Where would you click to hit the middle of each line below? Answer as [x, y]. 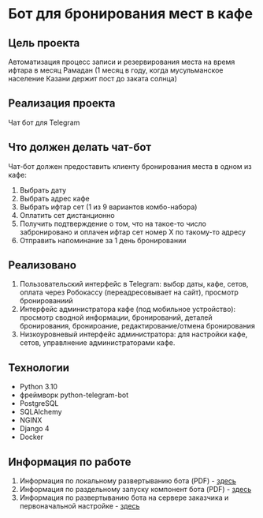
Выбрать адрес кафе [54, 198]
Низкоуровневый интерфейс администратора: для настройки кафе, [133, 334]
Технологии [39, 368]
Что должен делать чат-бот [80, 147]
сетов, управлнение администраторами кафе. [97, 343]
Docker [31, 437]
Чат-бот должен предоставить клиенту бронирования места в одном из [130, 166]
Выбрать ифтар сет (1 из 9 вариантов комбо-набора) [108, 207]
